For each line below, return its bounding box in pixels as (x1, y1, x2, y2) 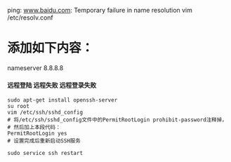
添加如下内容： (7, 40, 94, 56)
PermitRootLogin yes (7, 130, 68, 137)
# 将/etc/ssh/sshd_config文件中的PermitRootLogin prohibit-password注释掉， (7, 116, 227, 123)
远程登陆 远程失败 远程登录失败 (7, 81, 97, 89)
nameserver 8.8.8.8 (7, 63, 64, 72)
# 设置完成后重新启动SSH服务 (7, 137, 81, 144)
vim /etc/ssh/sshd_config (7, 109, 83, 116)
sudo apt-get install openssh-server (7, 97, 118, 104)
